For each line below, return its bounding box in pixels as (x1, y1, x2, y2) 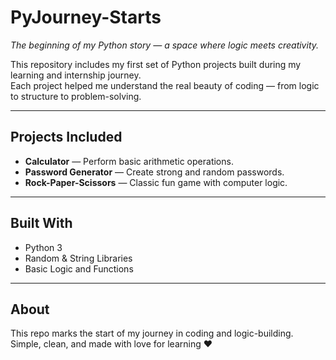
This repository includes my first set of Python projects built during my (10, 58, 302, 70)
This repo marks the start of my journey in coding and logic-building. (10, 327, 294, 340)
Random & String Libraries (24, 252, 133, 264)
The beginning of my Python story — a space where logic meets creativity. (10, 39, 320, 51)
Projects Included (10, 129, 123, 146)
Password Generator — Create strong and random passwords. (24, 166, 285, 178)
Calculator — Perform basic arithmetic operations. (24, 155, 234, 167)
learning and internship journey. (10, 69, 142, 81)
